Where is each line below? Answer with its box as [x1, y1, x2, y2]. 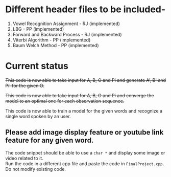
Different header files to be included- [5, 4, 166, 15]
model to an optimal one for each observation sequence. [5, 98, 125, 104]
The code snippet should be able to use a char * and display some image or [5, 149, 165, 156]
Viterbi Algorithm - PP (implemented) [12, 37, 91, 43]
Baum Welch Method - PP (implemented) [12, 42, 99, 48]
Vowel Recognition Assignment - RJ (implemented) [12, 20, 120, 27]
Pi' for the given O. [5, 82, 44, 88]
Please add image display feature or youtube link [5, 128, 164, 137]
